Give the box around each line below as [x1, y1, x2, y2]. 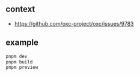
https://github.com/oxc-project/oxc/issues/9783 [14, 20, 134, 27]
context [5, 4, 35, 14]
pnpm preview [5, 65, 38, 71]
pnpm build [5, 59, 33, 65]
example [5, 38, 39, 48]
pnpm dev [5, 53, 28, 59]
